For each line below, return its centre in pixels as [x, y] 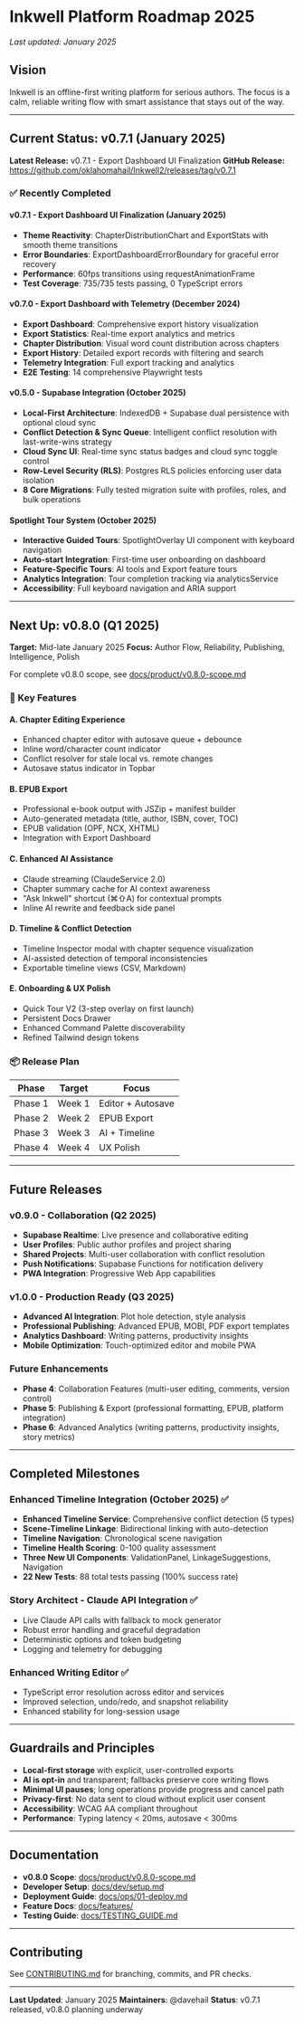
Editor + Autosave [137, 1103]
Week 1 [74, 1103]
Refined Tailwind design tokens [81, 1037]
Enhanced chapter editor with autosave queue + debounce [132, 740]
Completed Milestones [75, 1474]
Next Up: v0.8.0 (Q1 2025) [85, 625]
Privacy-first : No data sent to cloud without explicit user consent [144, 1799]
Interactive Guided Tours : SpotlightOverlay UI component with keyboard [158, 540]
